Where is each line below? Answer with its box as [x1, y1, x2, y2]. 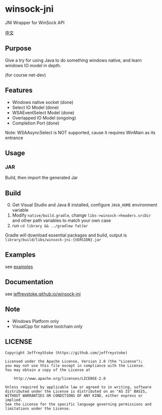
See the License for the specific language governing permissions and [5, 402, 152, 407]
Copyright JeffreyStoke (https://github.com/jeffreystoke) [5, 350, 128, 356]
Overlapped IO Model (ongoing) [12, 115, 77, 121]
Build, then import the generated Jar [5, 175, 78, 181]
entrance [5, 135, 23, 141]
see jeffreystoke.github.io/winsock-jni [5, 291, 81, 297]
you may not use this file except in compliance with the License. [5, 364, 145, 368]
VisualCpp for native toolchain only [12, 323, 83, 329]
